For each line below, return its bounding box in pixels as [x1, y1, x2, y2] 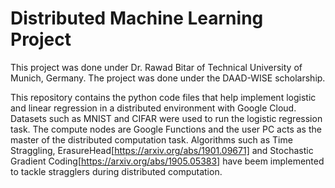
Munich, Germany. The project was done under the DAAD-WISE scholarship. [10, 72, 326, 84]
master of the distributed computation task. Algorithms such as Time [10, 133, 293, 146]
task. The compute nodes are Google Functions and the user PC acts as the [10, 123, 322, 135]
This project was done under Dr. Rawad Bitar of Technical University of [10, 61, 303, 73]
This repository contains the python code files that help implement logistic [10, 91, 317, 103]
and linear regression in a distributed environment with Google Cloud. [10, 102, 297, 114]
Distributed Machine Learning [10, 7, 264, 30]
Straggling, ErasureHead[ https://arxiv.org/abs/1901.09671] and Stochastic [10, 144, 314, 156]
